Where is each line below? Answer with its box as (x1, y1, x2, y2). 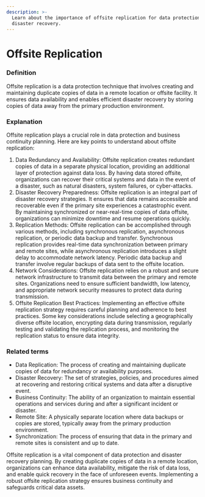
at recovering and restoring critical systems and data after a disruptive (15, 381, 192, 388)
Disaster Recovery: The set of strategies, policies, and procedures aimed (15, 374, 199, 382)
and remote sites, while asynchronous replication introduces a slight (15, 248, 187, 255)
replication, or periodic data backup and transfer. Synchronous (15, 234, 173, 242)
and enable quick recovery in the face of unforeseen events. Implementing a (6, 471, 198, 478)
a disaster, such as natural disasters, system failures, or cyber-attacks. (15, 182, 193, 190)
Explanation (6, 117, 43, 126)
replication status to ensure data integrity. (15, 332, 120, 340)
